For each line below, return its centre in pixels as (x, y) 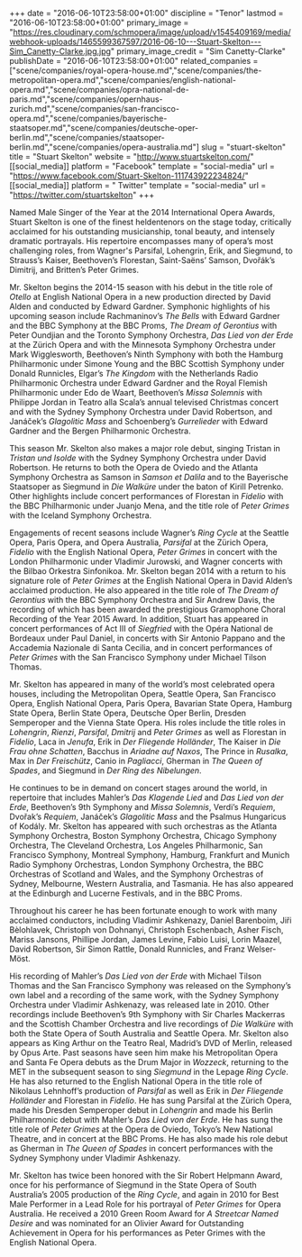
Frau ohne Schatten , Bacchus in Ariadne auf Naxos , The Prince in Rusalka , (149, 751)
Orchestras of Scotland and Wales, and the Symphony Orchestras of (137, 874)
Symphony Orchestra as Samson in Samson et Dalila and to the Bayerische (149, 477)
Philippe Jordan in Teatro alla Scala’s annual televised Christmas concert (144, 402)
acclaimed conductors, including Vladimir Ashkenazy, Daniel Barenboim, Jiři (151, 920)
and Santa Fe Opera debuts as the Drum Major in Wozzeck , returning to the (149, 1062)
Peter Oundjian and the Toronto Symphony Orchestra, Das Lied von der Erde (151, 335)
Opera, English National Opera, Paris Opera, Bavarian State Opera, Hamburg (151, 703)
